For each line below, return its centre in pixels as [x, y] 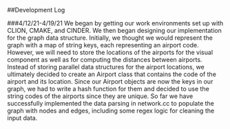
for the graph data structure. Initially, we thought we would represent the [110, 38]
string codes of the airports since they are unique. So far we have [100, 96]
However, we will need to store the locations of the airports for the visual [110, 52]
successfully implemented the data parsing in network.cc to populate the [111, 103]
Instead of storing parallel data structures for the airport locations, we [106, 67]
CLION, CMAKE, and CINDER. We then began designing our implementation [114, 31]
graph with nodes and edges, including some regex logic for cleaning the [111, 110]
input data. [22, 118]
